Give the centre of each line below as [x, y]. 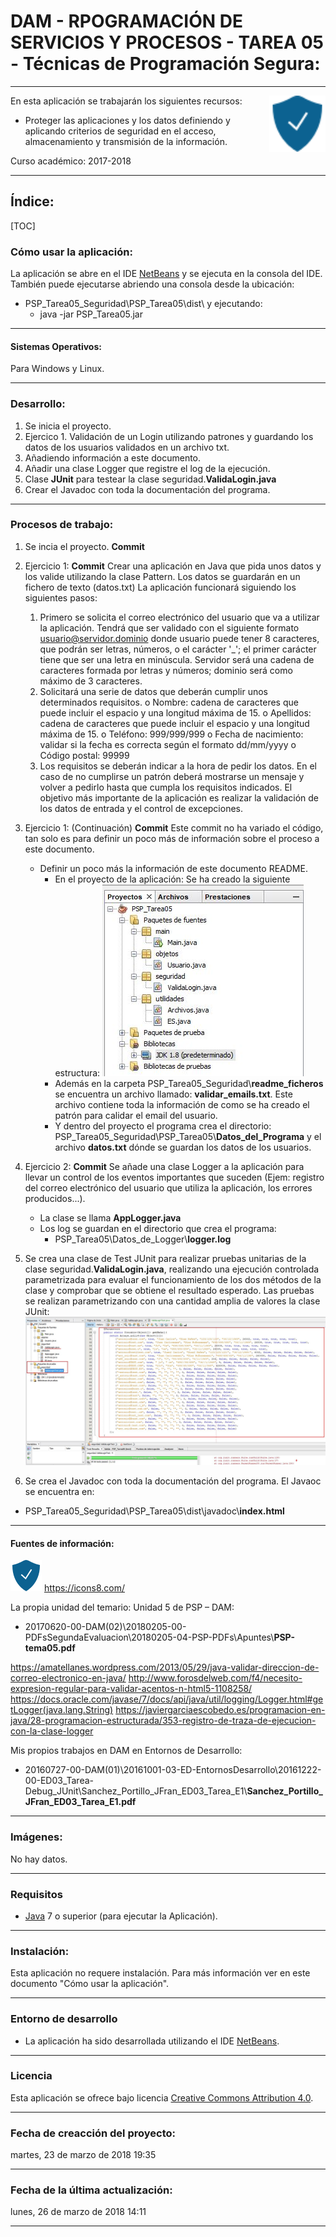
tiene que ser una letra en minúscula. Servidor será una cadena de [177, 659]
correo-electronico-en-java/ [68, 1678]
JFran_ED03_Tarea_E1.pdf [80, 1802]
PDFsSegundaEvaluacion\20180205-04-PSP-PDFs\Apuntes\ [149, 1637]
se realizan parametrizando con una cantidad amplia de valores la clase [172, 1301]
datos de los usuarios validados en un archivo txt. [127, 447]
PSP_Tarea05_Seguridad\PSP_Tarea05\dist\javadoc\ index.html [154, 1511]
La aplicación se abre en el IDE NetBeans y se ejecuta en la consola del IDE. [166, 274]
